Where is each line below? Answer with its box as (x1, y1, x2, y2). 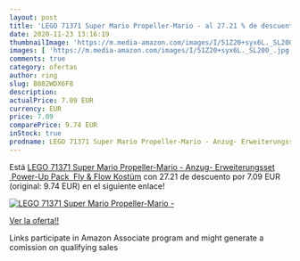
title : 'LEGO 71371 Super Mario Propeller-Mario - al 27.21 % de (9, 21, 257, 30)
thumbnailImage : (9, 37, 70, 47)
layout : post (9, 12, 58, 22)
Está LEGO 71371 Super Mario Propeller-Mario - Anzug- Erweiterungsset (9, 161, 275, 172)
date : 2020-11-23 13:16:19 (9, 29, 110, 38)
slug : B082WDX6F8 (9, 79, 74, 88)
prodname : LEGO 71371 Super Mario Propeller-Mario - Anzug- (9, 137, 238, 146)
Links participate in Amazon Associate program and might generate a (9, 232, 264, 243)
